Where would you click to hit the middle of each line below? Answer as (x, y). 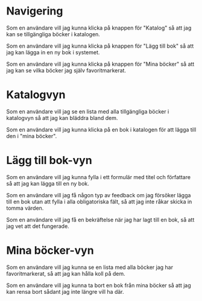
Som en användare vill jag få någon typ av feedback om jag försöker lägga (99, 195)
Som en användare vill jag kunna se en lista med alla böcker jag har (90, 267)
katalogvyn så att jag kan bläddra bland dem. (62, 118)
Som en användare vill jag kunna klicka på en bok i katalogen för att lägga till (101, 129)
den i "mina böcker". (32, 136)
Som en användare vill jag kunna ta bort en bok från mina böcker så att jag (99, 285)
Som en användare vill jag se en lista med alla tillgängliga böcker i (88, 111)
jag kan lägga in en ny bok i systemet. (53, 52)
